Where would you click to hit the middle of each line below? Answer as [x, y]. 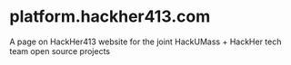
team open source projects [60, 51]
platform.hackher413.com [110, 17]
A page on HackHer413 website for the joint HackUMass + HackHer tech [145, 42]
